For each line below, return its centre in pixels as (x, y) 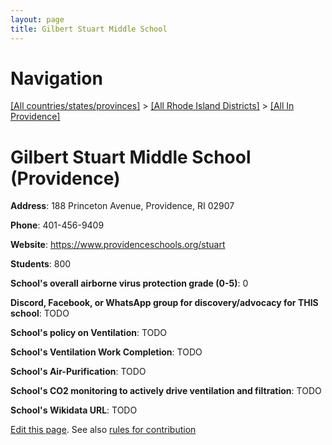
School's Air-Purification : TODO (78, 372)
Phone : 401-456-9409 (57, 225)
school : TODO (40, 313)
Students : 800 (41, 264)
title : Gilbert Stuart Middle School (89, 29)
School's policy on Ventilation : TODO (89, 333)
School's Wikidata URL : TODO (74, 410)
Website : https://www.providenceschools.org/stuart (118, 245)
